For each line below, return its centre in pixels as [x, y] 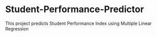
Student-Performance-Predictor [75, 9]
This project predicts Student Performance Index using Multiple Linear [78, 23]
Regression [17, 28]
